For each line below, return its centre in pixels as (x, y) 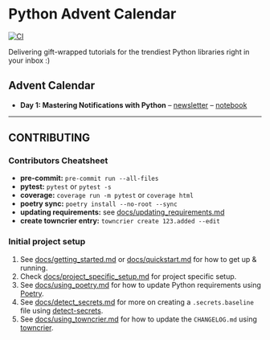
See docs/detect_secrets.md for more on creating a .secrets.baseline (137, 301)
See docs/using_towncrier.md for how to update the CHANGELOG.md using (138, 319)
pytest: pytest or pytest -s (65, 186)
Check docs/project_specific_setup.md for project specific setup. (128, 276)
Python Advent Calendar (92, 14)
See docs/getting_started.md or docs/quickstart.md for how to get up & (138, 259)
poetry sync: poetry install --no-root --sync (99, 204)
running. (34, 268)
